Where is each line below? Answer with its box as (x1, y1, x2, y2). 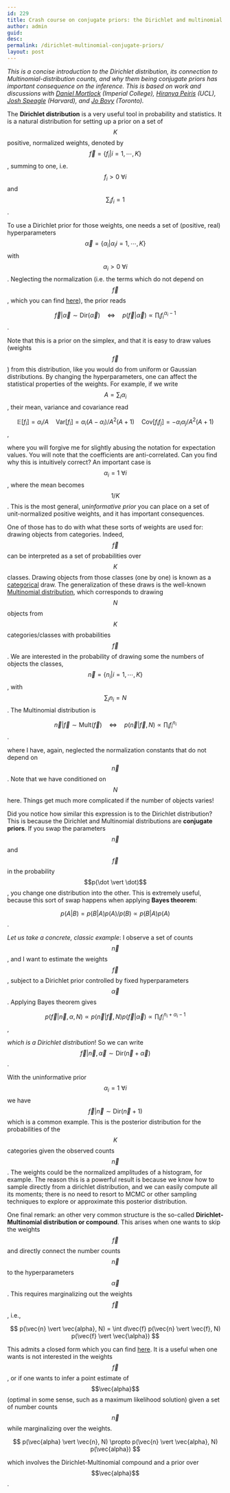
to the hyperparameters (7, 1268, 74, 1276)
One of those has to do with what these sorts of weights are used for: (7, 523, 204, 532)
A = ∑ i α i (104, 391, 127, 401)
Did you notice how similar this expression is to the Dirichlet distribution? (7, 809, 213, 818)
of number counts (7, 1402, 58, 1410)
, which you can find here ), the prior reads (7, 296, 126, 305)
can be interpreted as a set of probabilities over (7, 552, 142, 560)
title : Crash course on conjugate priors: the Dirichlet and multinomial (7, 17, 223, 23)
